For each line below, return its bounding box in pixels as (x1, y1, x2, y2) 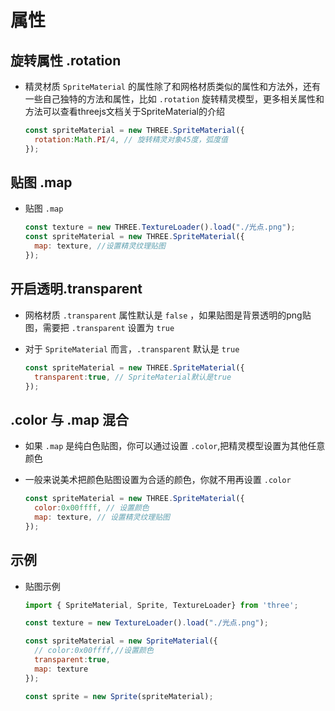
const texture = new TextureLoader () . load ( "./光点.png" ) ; (24, 618, 269, 628)
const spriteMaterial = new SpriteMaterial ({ (24, 636, 218, 646)
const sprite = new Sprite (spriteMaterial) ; (24, 691, 214, 701)
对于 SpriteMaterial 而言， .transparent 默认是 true (24, 342, 240, 355)
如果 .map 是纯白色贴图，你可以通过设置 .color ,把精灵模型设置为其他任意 (24, 440, 326, 452)
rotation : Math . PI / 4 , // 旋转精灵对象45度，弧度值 (34, 134, 228, 145)
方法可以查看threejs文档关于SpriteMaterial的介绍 (24, 106, 225, 117)
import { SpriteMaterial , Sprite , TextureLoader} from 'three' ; (24, 600, 299, 610)
